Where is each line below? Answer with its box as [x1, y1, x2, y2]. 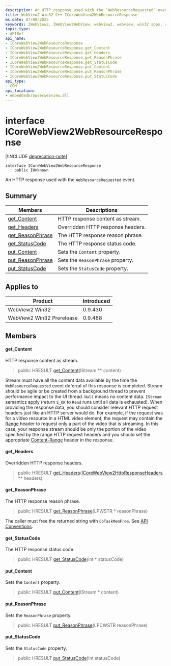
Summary [5, 191, 37, 200]
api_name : [5, 36, 26, 41]
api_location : [5, 88, 36, 93]
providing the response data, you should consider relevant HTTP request [5, 404, 158, 410]
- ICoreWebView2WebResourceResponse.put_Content [5, 64, 110, 69]
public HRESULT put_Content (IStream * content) [17, 589, 119, 595]
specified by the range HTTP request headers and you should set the [5, 431, 151, 437]
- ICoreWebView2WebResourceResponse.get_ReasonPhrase [5, 55, 122, 60]
